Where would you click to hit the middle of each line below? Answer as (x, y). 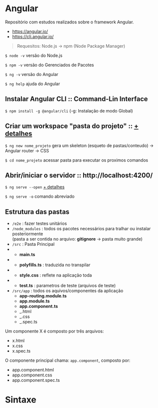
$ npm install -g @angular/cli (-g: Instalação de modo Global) (69, 111)
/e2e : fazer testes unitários (39, 223)
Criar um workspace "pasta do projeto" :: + (72, 126)
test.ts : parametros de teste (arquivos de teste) (67, 286)
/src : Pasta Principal (33, 244)
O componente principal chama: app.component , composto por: (68, 360)
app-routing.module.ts (43, 296)
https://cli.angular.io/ (33, 37)
